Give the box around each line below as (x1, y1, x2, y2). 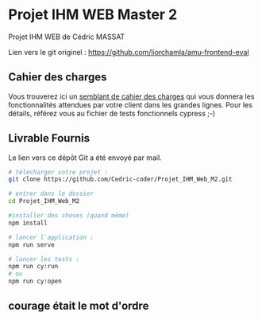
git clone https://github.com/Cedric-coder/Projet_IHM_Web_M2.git (8, 175, 233, 184)
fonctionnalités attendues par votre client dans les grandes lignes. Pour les (8, 100, 252, 109)
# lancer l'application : (8, 233, 94, 241)
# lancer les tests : (8, 255, 80, 263)
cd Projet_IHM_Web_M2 (8, 197, 80, 205)
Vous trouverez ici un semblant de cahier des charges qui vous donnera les (8, 92, 255, 101)
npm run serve (8, 240, 56, 248)
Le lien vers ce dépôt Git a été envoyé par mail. (8, 153, 163, 162)
